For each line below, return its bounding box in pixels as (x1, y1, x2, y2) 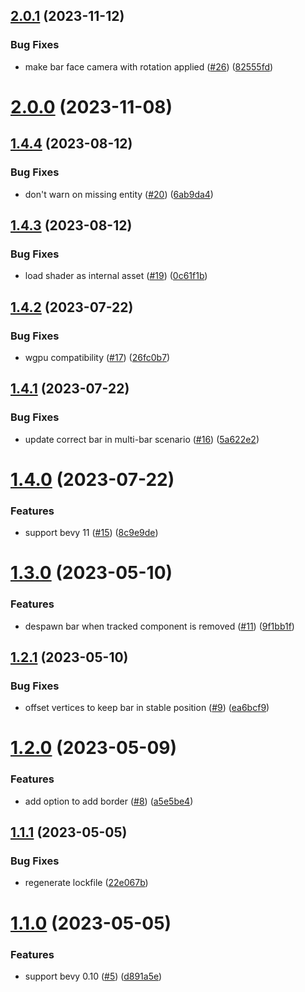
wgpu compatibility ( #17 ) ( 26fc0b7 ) (24, 351, 171, 363)
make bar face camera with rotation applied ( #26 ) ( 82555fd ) (24, 60, 274, 73)
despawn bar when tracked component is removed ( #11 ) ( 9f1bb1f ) (24, 620, 295, 632)
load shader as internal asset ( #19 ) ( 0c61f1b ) (24, 270, 208, 282)
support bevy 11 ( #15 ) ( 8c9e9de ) (24, 527, 159, 539)
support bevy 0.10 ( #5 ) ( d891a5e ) (24, 970, 163, 982)
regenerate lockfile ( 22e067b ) (24, 877, 149, 889)
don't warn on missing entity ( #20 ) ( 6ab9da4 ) (24, 188, 214, 200)
